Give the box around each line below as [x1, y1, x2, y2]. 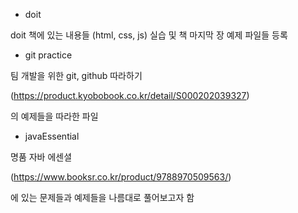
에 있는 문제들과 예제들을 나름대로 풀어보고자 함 [10, 192, 195, 203]
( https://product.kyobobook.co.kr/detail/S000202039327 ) [10, 90, 250, 101]
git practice [24, 49, 73, 61]
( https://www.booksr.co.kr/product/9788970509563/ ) [10, 171, 232, 183]
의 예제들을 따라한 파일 [10, 110, 99, 122]
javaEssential [24, 130, 80, 142]
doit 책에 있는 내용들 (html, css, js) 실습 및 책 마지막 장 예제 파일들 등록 [10, 29, 288, 41]
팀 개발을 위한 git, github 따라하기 [10, 70, 143, 81]
